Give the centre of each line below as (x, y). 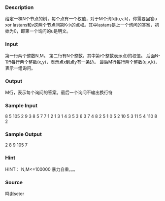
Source (14, 182)
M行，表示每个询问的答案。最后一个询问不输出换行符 (59, 92)
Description (19, 7)
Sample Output (23, 134)
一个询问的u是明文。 (50, 31)
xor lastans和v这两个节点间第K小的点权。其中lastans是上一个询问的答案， (80, 25)
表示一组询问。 (20, 68)
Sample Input (21, 105)
